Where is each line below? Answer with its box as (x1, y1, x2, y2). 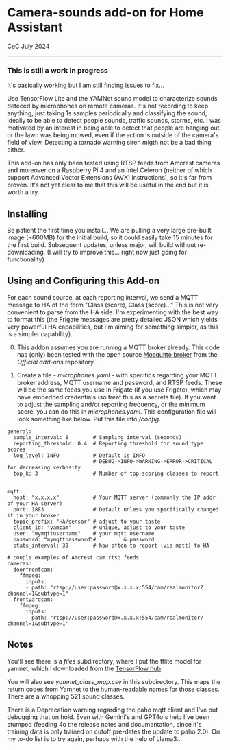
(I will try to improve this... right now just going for (47, 248, 187, 257)
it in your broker (7, 512, 60, 519)
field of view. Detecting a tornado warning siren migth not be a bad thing (7, 139, 212, 147)
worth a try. (7, 188, 40, 196)
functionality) (7, 255, 44, 263)
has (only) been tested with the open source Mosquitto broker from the (16, 350, 218, 358)
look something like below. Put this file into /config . (16, 414, 161, 423)
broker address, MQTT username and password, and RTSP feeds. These (16, 378, 222, 386)
